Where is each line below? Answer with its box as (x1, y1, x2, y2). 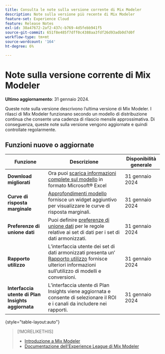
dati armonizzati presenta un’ (48, 249, 115, 256)
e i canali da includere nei (48, 300, 107, 307)
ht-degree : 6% (5, 44, 34, 49)
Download (7, 173, 32, 180)
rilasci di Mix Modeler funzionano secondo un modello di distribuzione (5, 111, 147, 117)
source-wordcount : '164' (5, 39, 56, 44)
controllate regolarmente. (5, 127, 56, 132)
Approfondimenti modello (48, 190, 107, 197)
